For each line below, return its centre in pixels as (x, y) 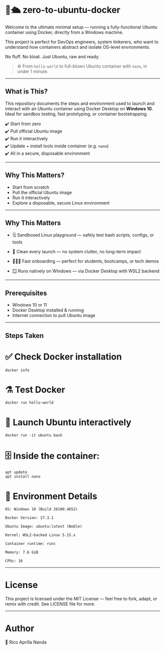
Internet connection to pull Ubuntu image (54, 315)
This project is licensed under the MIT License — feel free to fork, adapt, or (81, 599)
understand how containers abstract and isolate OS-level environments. (78, 47)
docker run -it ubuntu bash (34, 435)
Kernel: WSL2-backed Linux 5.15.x (41, 535)
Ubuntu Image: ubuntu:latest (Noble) (44, 527)
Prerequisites (26, 293)
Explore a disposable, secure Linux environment (61, 203)
